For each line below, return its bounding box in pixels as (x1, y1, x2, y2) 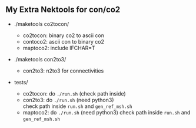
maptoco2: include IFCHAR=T (22, 44, 95, 51)
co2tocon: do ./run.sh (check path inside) (22, 90, 126, 97)
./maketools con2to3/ (14, 55, 67, 63)
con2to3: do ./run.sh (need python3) (22, 96, 114, 103)
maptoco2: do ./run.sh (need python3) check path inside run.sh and (22, 109, 191, 116)
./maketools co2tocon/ (14, 20, 69, 27)
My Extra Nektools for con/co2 (5, 5, 121, 15)
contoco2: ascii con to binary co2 (22, 38, 104, 45)
